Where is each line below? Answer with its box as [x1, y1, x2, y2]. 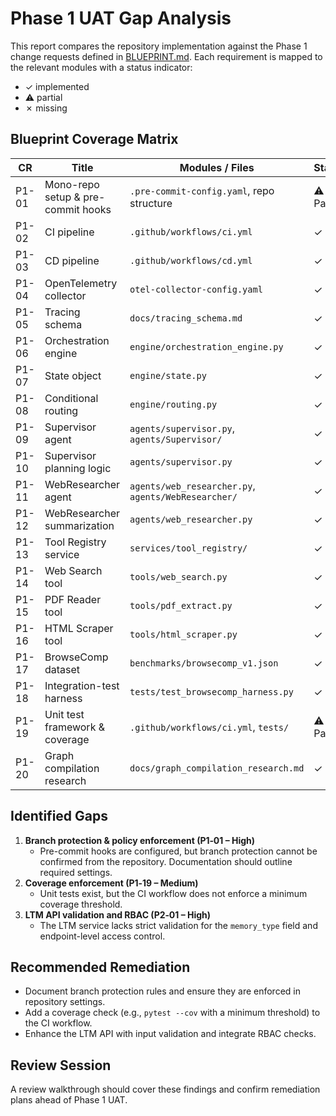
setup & [44, 190, 81, 204]
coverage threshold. [39, 898, 123, 910]
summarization [44, 518, 115, 532]
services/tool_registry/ [129, 542, 248, 554]
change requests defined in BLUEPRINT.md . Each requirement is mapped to [10, 50, 323, 62]
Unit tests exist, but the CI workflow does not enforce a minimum [39, 887, 308, 899]
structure [129, 196, 173, 210]
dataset [44, 662, 81, 676]
